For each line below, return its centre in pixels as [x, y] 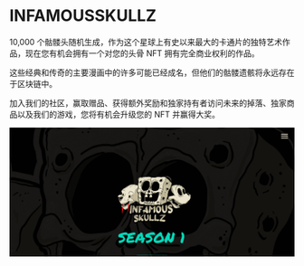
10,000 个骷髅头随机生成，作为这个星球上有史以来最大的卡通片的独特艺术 [146, 42]
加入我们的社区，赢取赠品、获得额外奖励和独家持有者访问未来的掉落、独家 [148, 103]
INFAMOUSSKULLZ [83, 16]
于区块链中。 [33, 83]
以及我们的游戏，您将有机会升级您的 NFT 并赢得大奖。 [118, 114]
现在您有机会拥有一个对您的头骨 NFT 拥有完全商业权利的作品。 [142, 53]
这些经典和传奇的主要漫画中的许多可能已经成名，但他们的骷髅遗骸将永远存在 [152, 72]
